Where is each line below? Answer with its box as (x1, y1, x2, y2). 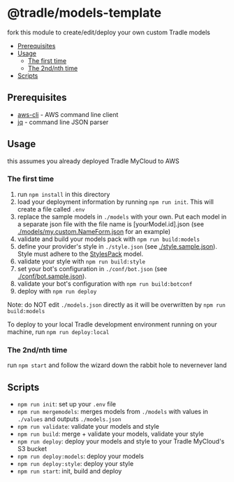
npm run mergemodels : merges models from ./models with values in (17, 407, 208, 415)
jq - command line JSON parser (17, 118, 109, 126)
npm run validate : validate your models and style (17, 422, 159, 430)
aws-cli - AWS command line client (17, 110, 119, 118)
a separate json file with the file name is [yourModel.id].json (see (17, 219, 205, 228)
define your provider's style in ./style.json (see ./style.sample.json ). (17, 242, 218, 250)
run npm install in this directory (17, 190, 110, 198)
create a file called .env (17, 205, 85, 213)
